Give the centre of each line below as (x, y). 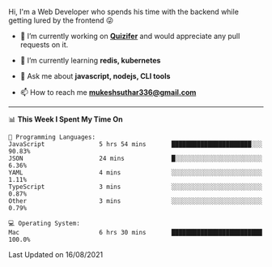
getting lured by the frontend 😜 (61, 20)
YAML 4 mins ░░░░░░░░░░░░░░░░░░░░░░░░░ (136, 173)
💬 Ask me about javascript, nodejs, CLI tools (95, 76)
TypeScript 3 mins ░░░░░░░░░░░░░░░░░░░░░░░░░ (136, 187)
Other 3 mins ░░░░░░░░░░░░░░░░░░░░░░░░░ (136, 201)
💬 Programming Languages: (52, 137)
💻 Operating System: (45, 223)
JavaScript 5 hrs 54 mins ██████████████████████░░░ (136, 144)
